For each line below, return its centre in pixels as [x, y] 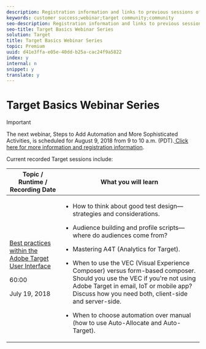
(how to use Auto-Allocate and [117, 323]
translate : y [23, 75]
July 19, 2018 [30, 294]
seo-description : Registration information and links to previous [93, 23]
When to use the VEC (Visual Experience [131, 263]
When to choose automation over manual [132, 315]
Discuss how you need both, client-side [130, 294]
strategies [87, 214]
